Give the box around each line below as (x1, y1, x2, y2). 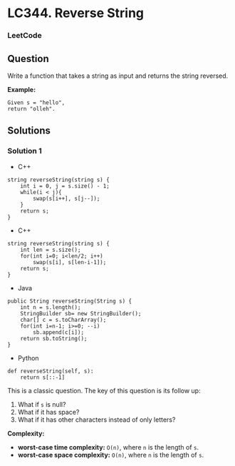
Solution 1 (7, 146, 42, 156)
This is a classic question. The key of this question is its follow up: (7, 386, 201, 395)
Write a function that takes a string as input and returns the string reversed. (7, 71, 229, 80)
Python (17, 353, 39, 362)
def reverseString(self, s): (7, 368, 94, 375)
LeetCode (7, 31, 42, 41)
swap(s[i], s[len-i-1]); (33, 258, 107, 265)
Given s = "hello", (7, 98, 66, 106)
